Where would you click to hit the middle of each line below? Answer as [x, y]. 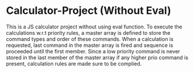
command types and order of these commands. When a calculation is [90, 39]
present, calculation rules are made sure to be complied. [74, 63]
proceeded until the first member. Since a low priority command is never [93, 51]
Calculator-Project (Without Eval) [89, 11]
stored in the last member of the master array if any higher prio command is [97, 57]
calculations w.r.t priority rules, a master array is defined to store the [88, 32]
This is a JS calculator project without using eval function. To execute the [94, 27]
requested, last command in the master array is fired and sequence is [90, 45]
